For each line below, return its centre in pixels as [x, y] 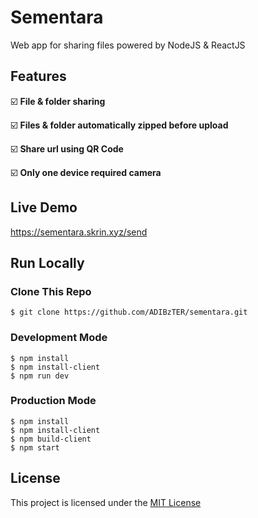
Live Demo [44, 207]
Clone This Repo [51, 291]
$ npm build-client [51, 439]
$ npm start [35, 447]
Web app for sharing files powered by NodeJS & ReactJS [128, 45]
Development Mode [59, 338]
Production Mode [53, 401]
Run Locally [47, 262]
